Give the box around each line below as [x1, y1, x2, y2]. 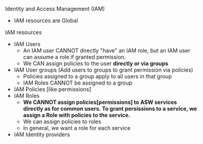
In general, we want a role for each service [23, 125, 131, 131]
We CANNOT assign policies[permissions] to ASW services [23, 98, 177, 106]
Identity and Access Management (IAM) [5, 5, 105, 12]
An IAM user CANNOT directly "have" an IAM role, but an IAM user [23, 47, 191, 54]
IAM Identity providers [13, 131, 70, 138]
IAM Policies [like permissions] [13, 86, 91, 93]
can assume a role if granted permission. [23, 53, 126, 60]
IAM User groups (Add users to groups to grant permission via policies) [13, 66, 194, 74]
